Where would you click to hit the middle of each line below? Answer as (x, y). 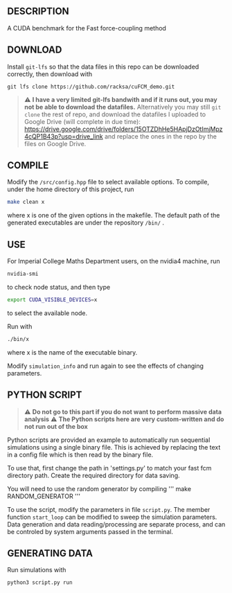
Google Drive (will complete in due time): (82, 121)
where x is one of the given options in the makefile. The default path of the (114, 215)
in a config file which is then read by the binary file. (80, 454)
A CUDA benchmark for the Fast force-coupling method (87, 28)
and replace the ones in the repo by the (160, 136)
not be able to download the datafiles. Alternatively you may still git (123, 107)
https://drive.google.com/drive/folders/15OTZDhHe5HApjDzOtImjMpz (123, 129)
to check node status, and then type (59, 287)
